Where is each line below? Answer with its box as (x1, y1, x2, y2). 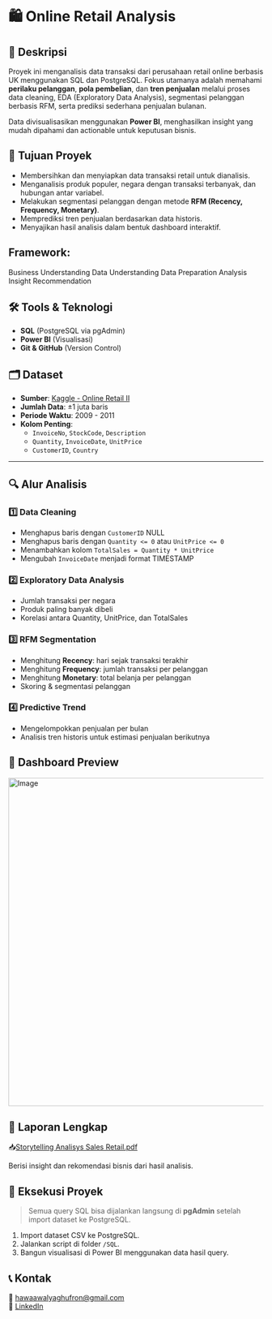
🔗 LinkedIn (8, 1301, 44, 1312)
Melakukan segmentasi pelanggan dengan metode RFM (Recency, (19, 196, 243, 206)
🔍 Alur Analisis (8, 477, 87, 491)
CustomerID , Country (32, 445, 99, 455)
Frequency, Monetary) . (19, 205, 100, 214)
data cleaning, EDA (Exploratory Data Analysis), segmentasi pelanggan (8, 93, 244, 102)
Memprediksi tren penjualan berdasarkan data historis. (19, 213, 202, 223)
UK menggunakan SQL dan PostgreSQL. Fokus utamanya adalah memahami (8, 75, 262, 84)
